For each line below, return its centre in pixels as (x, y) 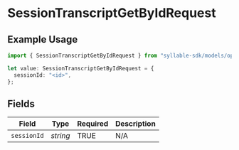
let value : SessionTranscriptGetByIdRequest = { (81, 68)
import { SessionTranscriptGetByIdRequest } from (83, 55)
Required (93, 124)
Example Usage (43, 39)
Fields (21, 103)
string (60, 136)
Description (136, 124)
